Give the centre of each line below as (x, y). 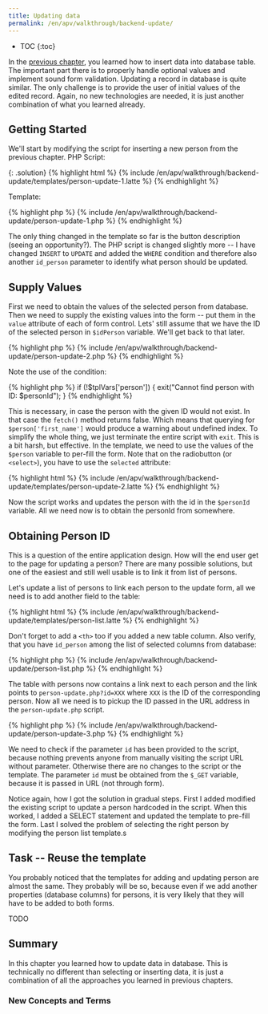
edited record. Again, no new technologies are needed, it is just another (126, 95)
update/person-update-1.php (56, 221)
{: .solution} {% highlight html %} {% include (82, 172)
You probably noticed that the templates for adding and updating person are (134, 877)
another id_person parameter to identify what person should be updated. (128, 262)
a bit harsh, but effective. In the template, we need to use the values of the (131, 445)
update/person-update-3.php (57, 733)
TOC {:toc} (38, 46)
